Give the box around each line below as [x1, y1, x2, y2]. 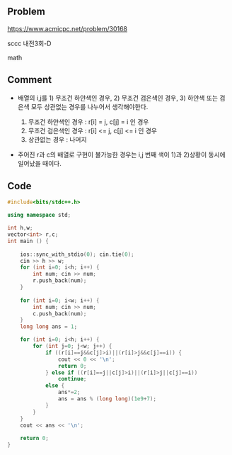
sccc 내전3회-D [7, 39, 52, 47]
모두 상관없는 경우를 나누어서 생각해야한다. [30, 102, 149, 111]
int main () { [7, 237, 50, 245]
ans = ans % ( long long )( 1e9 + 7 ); [57, 395, 157, 403]
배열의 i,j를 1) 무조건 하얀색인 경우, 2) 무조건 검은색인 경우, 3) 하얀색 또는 [17, 94, 218, 102]
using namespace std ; [7, 212, 71, 219]
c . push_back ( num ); [33, 310, 87, 318]
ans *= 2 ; [57, 389, 81, 396]
